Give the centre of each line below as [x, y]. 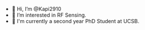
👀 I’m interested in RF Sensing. [49, 15]
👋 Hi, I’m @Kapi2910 [36, 9]
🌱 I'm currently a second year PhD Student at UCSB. [75, 21]
